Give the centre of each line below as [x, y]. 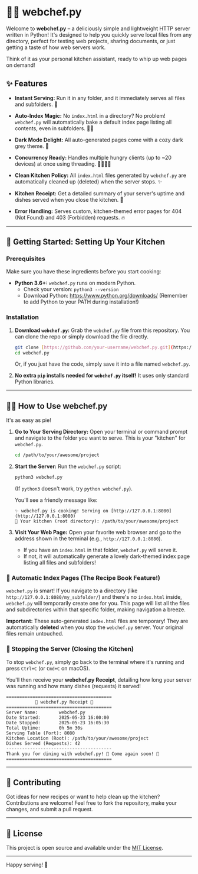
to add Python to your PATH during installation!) [81, 302]
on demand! [21, 65]
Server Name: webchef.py [46, 712]
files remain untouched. [35, 634]
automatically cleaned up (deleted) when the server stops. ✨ [88, 181]
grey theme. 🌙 [32, 146]
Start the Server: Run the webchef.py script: [68, 466]
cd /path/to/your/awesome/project [57, 455]
